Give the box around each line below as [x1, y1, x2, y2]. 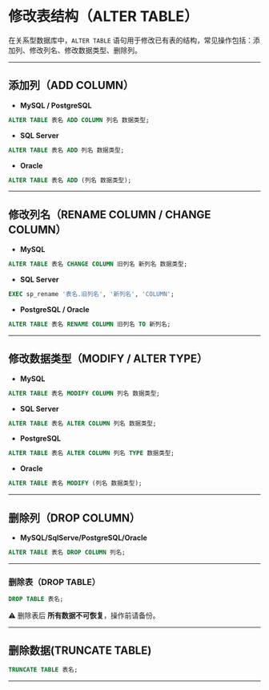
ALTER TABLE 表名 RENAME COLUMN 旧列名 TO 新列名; [8, 320, 171, 328]
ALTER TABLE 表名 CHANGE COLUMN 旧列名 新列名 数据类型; [8, 260, 188, 269]
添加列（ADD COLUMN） [8, 79, 134, 92]
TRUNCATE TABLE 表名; [8, 665, 78, 674]
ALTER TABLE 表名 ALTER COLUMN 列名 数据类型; [8, 419, 157, 428]
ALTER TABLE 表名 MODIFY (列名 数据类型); [8, 479, 143, 488]
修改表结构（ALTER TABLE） [8, 7, 199, 26]
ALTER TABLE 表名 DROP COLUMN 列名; [8, 548, 126, 556]
